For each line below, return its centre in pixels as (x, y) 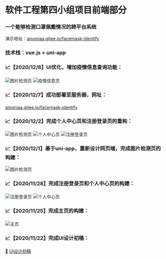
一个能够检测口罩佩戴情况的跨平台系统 (51, 27)
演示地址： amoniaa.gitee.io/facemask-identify (52, 39)
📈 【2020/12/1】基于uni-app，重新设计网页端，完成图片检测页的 (83, 148)
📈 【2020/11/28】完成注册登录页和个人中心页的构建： (70, 183)
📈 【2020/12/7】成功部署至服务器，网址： (56, 95)
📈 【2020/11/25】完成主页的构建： (47, 210)
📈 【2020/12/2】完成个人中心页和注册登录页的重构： (69, 121)
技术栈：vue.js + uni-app (35, 53)
